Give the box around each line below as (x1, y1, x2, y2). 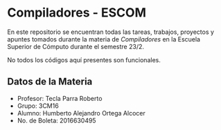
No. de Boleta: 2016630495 (17, 116, 96, 124)
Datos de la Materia (7, 76, 93, 88)
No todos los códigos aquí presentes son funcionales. (7, 55, 161, 64)
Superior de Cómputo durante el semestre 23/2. (7, 42, 144, 50)
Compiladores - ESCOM (7, 5, 147, 21)
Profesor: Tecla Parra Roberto (17, 94, 103, 102)
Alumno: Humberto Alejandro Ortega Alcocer (17, 109, 145, 117)
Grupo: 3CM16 (17, 102, 59, 110)
